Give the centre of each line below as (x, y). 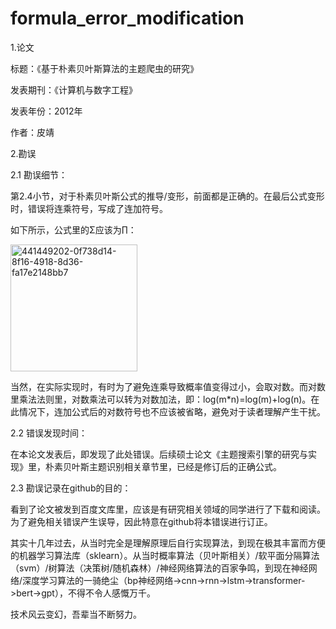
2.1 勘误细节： (39, 174)
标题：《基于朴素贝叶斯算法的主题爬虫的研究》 (104, 68)
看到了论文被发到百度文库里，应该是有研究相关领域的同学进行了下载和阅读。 (168, 509)
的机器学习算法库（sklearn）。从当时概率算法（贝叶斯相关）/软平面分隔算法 (165, 555)
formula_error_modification (127, 18)
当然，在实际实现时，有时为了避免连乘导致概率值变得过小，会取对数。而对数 (168, 386)
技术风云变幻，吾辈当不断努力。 (76, 614)
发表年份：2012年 (46, 111)
